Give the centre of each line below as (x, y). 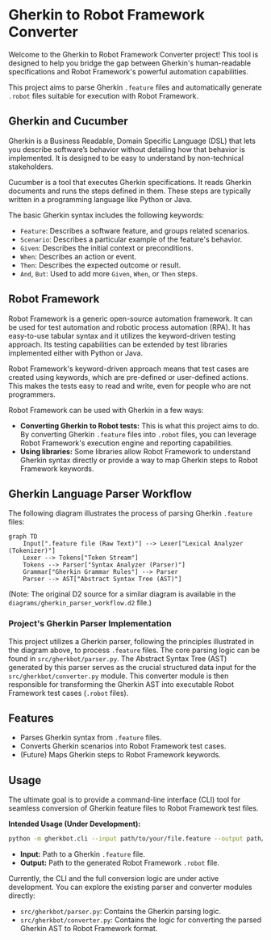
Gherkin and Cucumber (69, 122)
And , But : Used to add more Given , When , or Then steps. (109, 273)
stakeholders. (31, 167)
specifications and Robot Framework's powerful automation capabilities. (128, 71)
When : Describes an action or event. (78, 256)
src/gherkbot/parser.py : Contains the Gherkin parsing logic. (121, 912)
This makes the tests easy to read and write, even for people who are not (130, 386)
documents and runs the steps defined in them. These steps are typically (130, 191)
